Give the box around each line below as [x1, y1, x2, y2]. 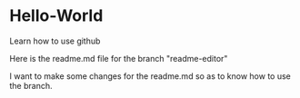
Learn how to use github [9, 35, 101, 46]
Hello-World [9, 5, 104, 26]
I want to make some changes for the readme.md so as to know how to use [9, 70, 291, 82]
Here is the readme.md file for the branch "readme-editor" [9, 53, 228, 64]
